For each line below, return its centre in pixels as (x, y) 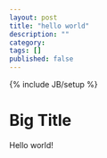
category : (28, 42)
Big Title (41, 121)
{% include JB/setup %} (53, 84)
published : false (41, 59)
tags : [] (25, 51)
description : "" (39, 34)
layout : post (33, 17)
